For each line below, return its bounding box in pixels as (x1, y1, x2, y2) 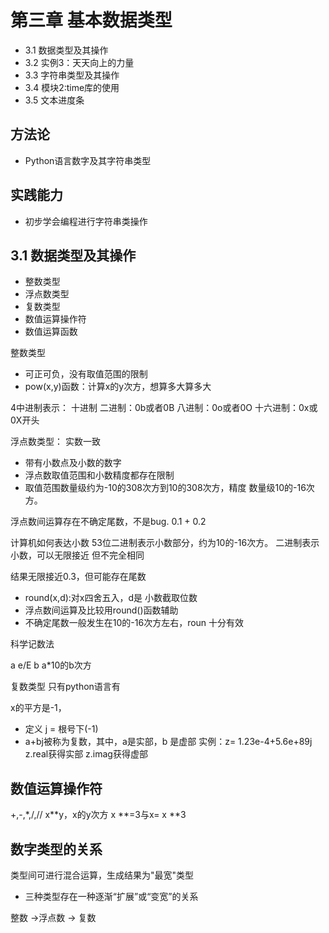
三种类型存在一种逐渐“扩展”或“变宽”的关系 (24, 891, 199, 902)
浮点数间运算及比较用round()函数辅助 (24, 604, 179, 616)
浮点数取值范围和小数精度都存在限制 (24, 469, 175, 481)
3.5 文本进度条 (24, 94, 85, 106)
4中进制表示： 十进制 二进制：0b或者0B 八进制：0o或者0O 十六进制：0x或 (10, 402, 318, 414)
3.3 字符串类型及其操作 (24, 69, 120, 81)
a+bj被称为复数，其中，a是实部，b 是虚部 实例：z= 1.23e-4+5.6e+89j (24, 736, 313, 748)
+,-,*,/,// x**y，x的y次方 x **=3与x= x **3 (10, 809, 187, 821)
